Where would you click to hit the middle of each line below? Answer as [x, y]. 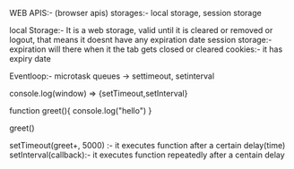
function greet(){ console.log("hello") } [81, 110]
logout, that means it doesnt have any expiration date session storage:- [141, 40]
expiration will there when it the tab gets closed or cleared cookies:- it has [146, 49]
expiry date [30, 59]
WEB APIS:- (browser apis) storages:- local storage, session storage [135, 13]
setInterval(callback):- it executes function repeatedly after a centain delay [147, 155]
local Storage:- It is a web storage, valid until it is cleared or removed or [141, 30]
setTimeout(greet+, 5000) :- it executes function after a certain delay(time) [147, 145]
